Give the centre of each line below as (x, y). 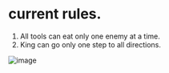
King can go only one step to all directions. (91, 44)
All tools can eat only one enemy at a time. (90, 36)
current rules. (55, 14)
